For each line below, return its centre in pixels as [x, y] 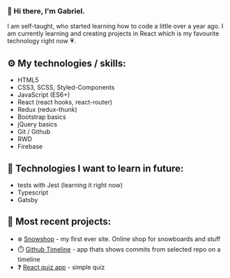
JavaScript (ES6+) [44, 95]
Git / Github [34, 132]
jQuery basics [37, 124]
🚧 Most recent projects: [59, 222]
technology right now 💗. [42, 41]
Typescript [33, 192]
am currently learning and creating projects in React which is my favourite [113, 33]
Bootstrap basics [41, 117]
